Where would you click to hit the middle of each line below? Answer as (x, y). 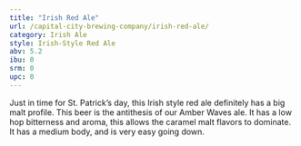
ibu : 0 (22, 60)
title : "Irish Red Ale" (55, 18)
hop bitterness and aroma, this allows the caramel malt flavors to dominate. (150, 122)
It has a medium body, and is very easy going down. (107, 131)
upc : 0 (22, 77)
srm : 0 (22, 69)
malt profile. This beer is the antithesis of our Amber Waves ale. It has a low (151, 112)
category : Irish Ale (49, 34)
